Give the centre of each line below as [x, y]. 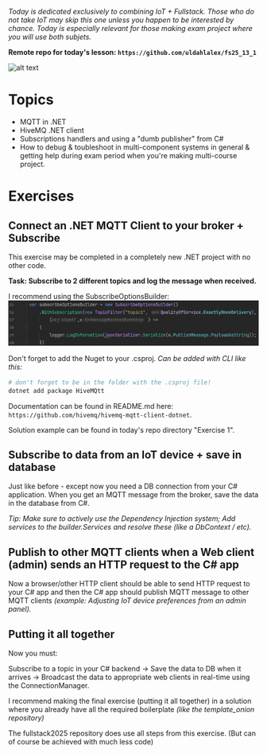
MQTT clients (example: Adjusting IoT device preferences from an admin [127, 600]
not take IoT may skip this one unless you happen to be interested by [121, 20]
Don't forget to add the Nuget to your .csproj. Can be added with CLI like [127, 358]
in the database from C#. [49, 503]
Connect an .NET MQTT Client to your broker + [126, 225]
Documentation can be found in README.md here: [91, 406]
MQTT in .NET [43, 122]
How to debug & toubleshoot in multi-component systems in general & [135, 147]
